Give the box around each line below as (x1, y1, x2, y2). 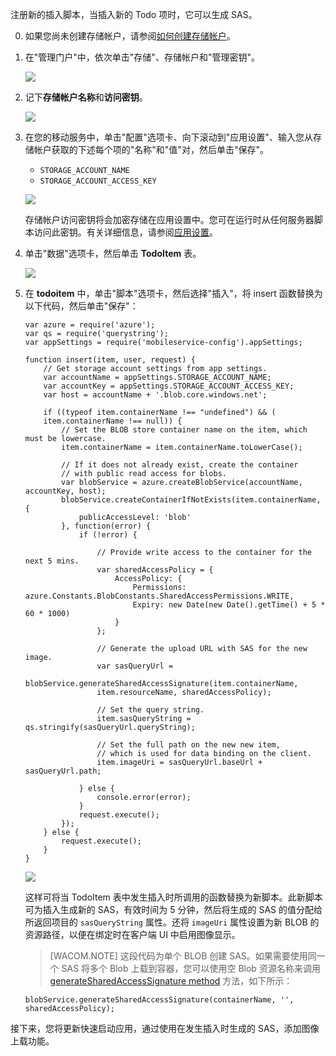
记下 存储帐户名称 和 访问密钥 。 (24, 91, 148, 103)
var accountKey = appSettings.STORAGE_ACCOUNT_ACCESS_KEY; (43, 381, 295, 391)
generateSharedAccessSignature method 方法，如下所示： (49, 975, 293, 987)
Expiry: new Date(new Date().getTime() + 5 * (132, 600, 326, 610)
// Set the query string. (96, 705, 205, 715)
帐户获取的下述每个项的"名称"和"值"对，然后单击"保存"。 (33, 144, 269, 155)
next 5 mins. (24, 556, 80, 566)
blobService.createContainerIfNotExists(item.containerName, (61, 495, 322, 505)
